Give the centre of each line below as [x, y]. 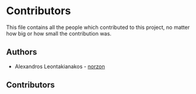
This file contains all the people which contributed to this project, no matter [98, 27]
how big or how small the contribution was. [59, 33]
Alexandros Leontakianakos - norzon [60, 66]
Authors [22, 52]
